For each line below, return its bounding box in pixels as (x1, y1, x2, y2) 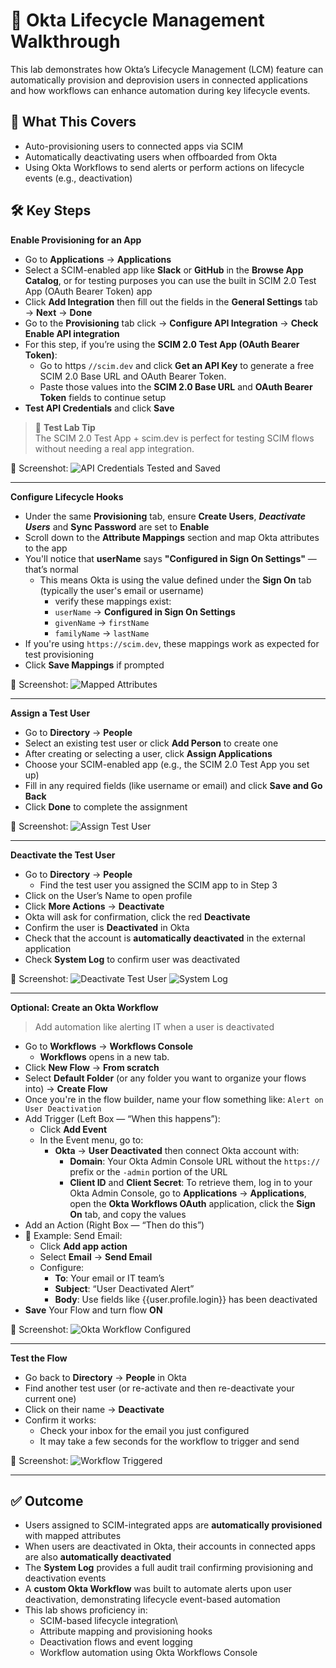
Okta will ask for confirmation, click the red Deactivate (24, 910, 251, 923)
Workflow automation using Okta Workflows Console (39, 1647, 258, 1659)
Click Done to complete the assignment (24, 800, 188, 813)
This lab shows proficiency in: (24, 1604, 148, 1616)
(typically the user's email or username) (39, 584, 205, 596)
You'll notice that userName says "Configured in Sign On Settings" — (24, 552, 317, 564)
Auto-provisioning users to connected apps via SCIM (24, 140, 244, 152)
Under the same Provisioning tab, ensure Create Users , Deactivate (24, 510, 307, 522)
